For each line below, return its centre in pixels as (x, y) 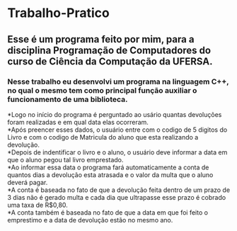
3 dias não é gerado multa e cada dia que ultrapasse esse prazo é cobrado (117, 197)
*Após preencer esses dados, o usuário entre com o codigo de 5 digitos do (117, 130)
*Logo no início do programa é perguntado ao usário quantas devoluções (115, 114)
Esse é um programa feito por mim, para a (101, 39)
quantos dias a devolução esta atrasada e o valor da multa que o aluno (110, 174)
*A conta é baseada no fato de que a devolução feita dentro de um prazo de (119, 190)
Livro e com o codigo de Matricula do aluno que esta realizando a (103, 137)
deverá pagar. (28, 182)
